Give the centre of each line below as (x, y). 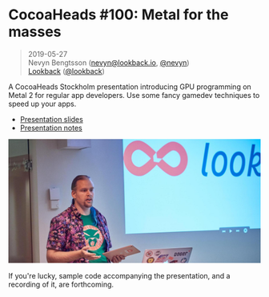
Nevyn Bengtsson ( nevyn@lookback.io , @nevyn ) (108, 63)
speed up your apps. (42, 104)
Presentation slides (52, 119)
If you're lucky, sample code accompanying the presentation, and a (119, 276)
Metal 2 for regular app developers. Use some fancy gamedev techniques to (134, 95)
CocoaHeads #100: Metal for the (118, 15)
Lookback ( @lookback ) (66, 71)
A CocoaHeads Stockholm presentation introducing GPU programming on (130, 87)
